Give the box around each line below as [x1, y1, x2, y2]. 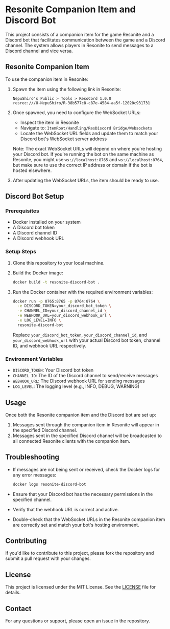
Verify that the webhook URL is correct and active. [12, 506, 119, 512]
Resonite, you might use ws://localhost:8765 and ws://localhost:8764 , [12, 156, 163, 162]
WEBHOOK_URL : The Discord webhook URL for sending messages [12, 378, 145, 384]
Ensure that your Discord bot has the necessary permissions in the [12, 491, 153, 497]
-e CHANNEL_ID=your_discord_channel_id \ [17, 308, 107, 313]
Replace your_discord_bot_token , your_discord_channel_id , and [12, 332, 147, 338]
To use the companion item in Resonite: [5, 76, 88, 82]
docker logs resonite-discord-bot [12, 482, 86, 487]
